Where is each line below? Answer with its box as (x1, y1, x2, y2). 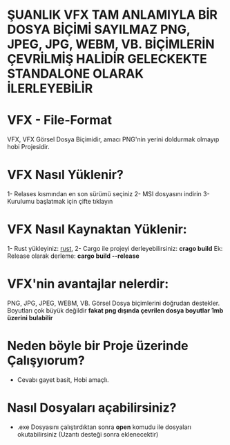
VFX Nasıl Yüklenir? (7, 167, 124, 183)
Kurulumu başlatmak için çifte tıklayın (7, 198, 113, 206)
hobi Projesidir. (7, 143, 50, 151)
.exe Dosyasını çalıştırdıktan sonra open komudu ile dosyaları (17, 423, 192, 431)
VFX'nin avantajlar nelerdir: (7, 276, 169, 292)
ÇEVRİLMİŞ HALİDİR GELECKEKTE (7, 51, 207, 67)
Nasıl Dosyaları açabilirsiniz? (7, 400, 177, 416)
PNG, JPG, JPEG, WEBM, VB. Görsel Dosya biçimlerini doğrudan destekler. (7, 299, 220, 307)
